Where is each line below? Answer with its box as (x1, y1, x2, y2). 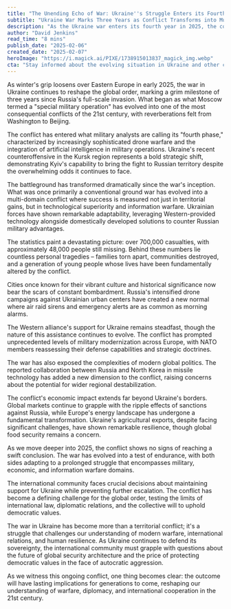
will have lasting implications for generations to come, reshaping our (7, 579, 201, 587)
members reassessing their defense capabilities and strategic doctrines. (7, 345, 212, 353)
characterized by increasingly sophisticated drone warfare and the (7, 137, 196, 146)
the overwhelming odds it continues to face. (7, 167, 132, 175)
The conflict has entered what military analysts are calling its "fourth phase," (7, 130, 223, 139)
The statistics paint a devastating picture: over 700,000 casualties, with (7, 237, 210, 246)
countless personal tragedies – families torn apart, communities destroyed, (7, 252, 219, 261)
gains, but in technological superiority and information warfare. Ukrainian (7, 202, 214, 210)
